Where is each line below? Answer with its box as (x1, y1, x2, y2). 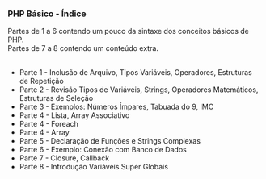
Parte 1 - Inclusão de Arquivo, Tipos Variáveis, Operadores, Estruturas (19, 68, 252, 77)
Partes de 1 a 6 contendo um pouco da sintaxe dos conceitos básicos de (7, 27, 250, 36)
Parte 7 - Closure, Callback (19, 153, 110, 163)
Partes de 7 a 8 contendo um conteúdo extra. (7, 44, 159, 53)
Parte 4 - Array (19, 127, 70, 137)
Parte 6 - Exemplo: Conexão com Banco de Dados (19, 145, 187, 155)
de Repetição (19, 77, 64, 86)
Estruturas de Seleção (19, 94, 94, 103)
